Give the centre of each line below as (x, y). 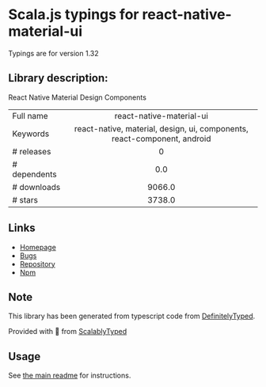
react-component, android (161, 138)
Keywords (31, 134)
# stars (25, 199)
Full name (30, 116)
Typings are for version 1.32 (53, 53)
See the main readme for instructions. (70, 376)
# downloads (36, 187)
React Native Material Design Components (77, 97)
